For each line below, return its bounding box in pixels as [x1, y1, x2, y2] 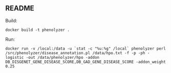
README [5, 4, 34, 13]
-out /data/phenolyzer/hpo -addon [26, 55, 100, 60]
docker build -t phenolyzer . [5, 27, 70, 32]
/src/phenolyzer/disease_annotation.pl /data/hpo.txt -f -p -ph [5, 50, 145, 55]
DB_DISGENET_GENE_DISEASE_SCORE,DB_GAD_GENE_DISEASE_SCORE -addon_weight [5, 59, 166, 64]
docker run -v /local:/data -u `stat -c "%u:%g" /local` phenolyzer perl [5, 46, 166, 51]
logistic [5, 55, 24, 60]
